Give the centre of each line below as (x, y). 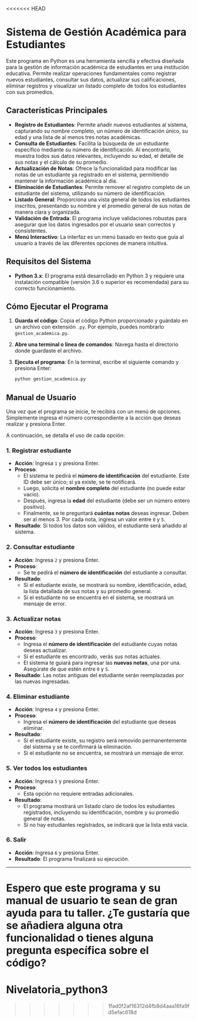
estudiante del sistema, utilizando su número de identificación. (90, 193)
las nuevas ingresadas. (42, 681)
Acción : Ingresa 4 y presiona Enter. (57, 709)
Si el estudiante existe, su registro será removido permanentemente (105, 741)
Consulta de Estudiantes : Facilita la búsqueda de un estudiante (91, 143)
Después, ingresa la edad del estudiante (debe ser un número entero (107, 501)
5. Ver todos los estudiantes (47, 768)
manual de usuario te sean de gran (92, 901)
